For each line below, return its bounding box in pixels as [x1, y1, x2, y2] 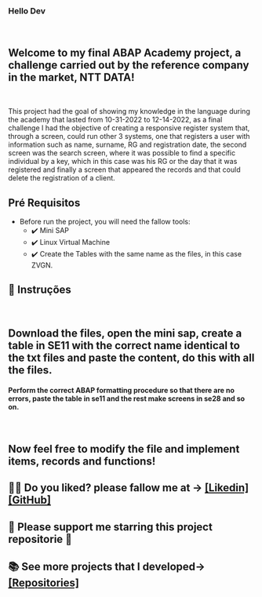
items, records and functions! [8, 454, 156, 468]
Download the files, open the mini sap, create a [8, 327, 242, 340]
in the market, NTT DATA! [8, 71, 135, 84]
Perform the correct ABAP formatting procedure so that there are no [8, 385, 235, 395]
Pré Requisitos [8, 196, 81, 209]
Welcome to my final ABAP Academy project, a [8, 46, 242, 60]
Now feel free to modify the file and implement [8, 442, 240, 456]
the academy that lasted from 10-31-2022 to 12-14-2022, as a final [8, 115, 223, 125]
